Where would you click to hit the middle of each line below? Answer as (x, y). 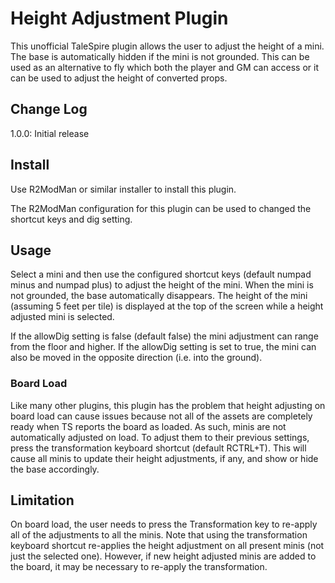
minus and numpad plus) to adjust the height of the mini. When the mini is (162, 285)
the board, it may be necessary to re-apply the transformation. (139, 567)
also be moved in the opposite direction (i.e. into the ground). (136, 358)
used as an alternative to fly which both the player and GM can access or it (165, 67)
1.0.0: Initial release (50, 133)
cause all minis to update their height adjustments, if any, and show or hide (164, 458)
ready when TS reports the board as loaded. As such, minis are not (148, 426)
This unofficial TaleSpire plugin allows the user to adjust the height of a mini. (167, 46)
